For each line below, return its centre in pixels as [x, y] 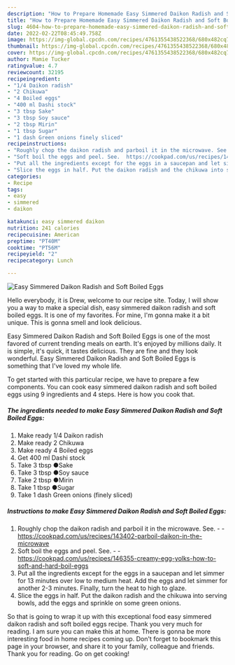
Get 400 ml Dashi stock [51, 457]
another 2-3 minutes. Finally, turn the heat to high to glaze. [102, 588]
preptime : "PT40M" [34, 241]
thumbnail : [23, 46]
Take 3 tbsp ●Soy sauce [53, 472]
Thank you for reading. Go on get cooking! [69, 653]
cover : [17, 53]
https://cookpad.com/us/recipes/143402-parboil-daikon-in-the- [110, 535]
